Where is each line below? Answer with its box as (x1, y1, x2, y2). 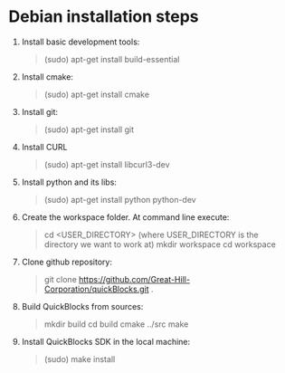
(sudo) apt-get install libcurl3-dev (43, 158, 170, 169)
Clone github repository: (21, 256, 112, 267)
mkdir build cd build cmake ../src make (43, 319, 189, 330)
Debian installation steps (8, 6, 199, 27)
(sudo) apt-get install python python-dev (43, 194, 196, 205)
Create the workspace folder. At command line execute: (21, 211, 230, 223)
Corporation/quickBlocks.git (43, 283, 150, 294)
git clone (43, 273, 78, 284)
